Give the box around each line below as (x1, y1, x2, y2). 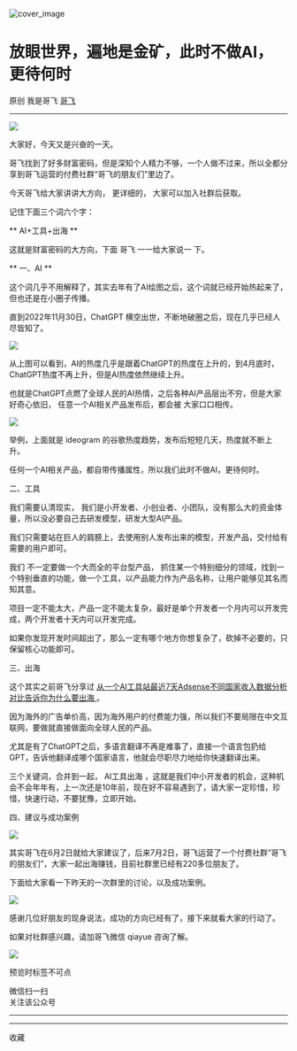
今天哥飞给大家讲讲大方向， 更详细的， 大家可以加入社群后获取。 (9, 187, 246, 198)
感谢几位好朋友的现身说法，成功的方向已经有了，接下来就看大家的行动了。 (9, 912, 280, 923)
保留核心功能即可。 (9, 643, 80, 654)
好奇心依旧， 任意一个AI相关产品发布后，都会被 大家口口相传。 (9, 398, 239, 409)
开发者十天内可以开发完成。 (39, 614, 141, 624)
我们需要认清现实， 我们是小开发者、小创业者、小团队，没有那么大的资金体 (9, 501, 283, 513)
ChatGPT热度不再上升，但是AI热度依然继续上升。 (9, 368, 189, 380)
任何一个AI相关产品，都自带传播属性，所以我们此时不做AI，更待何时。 (9, 464, 264, 475)
